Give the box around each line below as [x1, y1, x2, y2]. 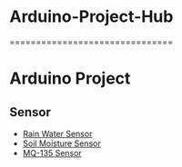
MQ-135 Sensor [22, 147, 82, 158]
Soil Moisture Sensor [22, 138, 102, 149]
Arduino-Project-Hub [9, 6, 174, 27]
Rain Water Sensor [22, 128, 93, 139]
